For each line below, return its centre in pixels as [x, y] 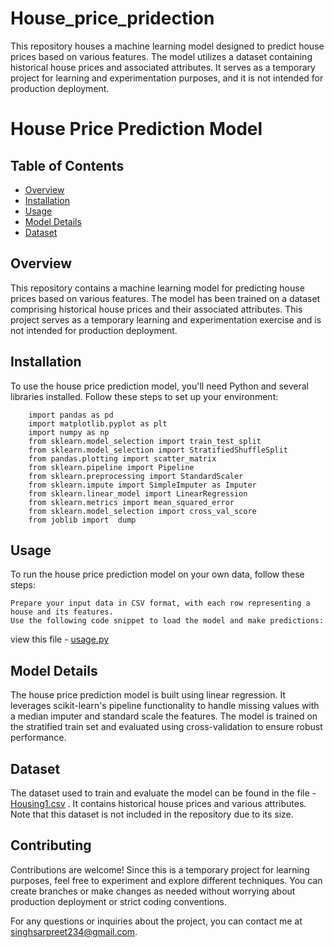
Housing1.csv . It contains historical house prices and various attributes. [158, 803]
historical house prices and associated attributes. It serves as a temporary [163, 67]
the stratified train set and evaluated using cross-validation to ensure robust [166, 727]
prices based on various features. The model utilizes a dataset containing [161, 56]
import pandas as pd [71, 415]
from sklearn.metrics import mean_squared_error [131, 502]
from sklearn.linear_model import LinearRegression [138, 493]
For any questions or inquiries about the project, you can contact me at [156, 921]
